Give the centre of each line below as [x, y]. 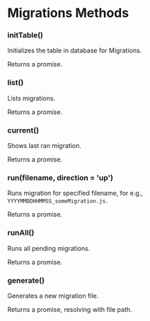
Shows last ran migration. [44, 146]
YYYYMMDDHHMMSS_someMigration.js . [57, 201]
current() [23, 130]
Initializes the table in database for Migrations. [75, 50]
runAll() [21, 233]
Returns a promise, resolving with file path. [70, 309]
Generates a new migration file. [53, 295]
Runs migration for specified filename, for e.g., [75, 193]
